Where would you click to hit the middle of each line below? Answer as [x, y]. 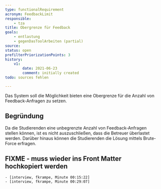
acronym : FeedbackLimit [29, 14]
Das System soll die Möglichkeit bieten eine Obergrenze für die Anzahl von [80, 95]
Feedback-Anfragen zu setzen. [36, 101]
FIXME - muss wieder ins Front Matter [63, 159]
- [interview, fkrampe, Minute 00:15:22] [48, 178]
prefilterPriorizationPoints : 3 [38, 55]
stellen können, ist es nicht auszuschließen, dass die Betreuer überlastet [77, 133]
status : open [18, 50]
